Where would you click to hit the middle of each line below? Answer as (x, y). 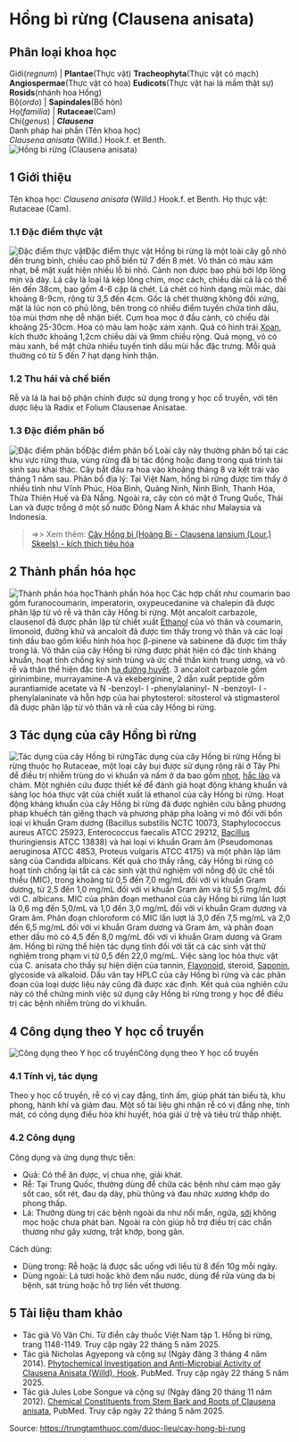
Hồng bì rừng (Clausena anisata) (132, 19)
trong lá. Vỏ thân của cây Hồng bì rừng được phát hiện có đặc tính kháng (143, 650)
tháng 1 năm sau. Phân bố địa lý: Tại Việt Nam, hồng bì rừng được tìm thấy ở (149, 479)
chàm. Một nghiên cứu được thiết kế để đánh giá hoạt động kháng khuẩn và (149, 785)
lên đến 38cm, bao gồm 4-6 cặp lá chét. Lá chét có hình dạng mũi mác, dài (148, 289)
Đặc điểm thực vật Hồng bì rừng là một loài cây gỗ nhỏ (186, 251)
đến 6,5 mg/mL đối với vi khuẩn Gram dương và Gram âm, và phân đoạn (141, 927)
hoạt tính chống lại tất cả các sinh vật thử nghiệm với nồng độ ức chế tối (142, 870)
